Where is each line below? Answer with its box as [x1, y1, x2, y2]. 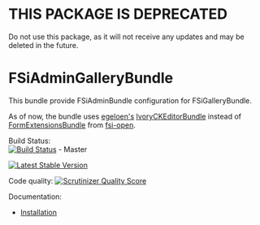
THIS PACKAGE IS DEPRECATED [8, 5, 228, 24]
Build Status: [8, 136, 51, 145]
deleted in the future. [8, 40, 79, 50]
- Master [58, 144, 88, 154]
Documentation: [8, 192, 63, 201]
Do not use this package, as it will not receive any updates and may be [8, 32, 245, 41]
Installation [19, 207, 58, 217]
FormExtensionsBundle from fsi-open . [8, 119, 136, 130]
